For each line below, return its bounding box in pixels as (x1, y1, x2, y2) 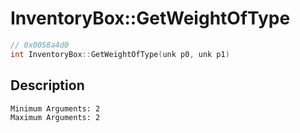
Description (10, 77, 85, 94)
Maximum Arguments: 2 (10, 112, 101, 122)
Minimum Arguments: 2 (10, 103, 101, 114)
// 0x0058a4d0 (10, 40, 70, 50)
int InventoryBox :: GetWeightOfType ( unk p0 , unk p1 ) (10, 49, 230, 59)
